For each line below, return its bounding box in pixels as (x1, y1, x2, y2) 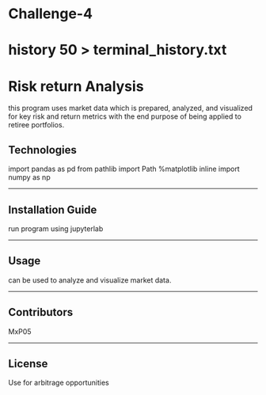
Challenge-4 (8, 5, 93, 23)
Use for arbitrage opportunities (8, 378, 109, 388)
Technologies (8, 143, 78, 157)
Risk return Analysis (8, 77, 144, 95)
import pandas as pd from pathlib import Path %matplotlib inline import (8, 164, 240, 174)
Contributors (8, 306, 74, 319)
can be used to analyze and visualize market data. (8, 275, 172, 285)
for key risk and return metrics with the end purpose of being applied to (8, 112, 241, 121)
